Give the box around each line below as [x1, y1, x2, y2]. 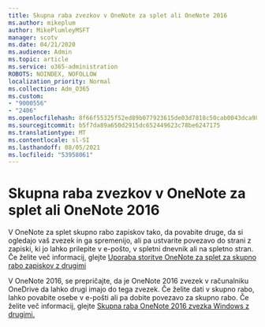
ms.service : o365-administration [8, 63, 118, 71]
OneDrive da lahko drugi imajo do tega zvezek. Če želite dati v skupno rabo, [8, 284, 255, 294]
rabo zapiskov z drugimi [8, 261, 87, 270]
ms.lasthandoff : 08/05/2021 [8, 143, 101, 151]
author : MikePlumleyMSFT [8, 26, 90, 34]
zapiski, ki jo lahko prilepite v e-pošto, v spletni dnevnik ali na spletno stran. [8, 244, 254, 254]
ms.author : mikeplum [8, 19, 77, 27]
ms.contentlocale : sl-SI [8, 136, 90, 144]
